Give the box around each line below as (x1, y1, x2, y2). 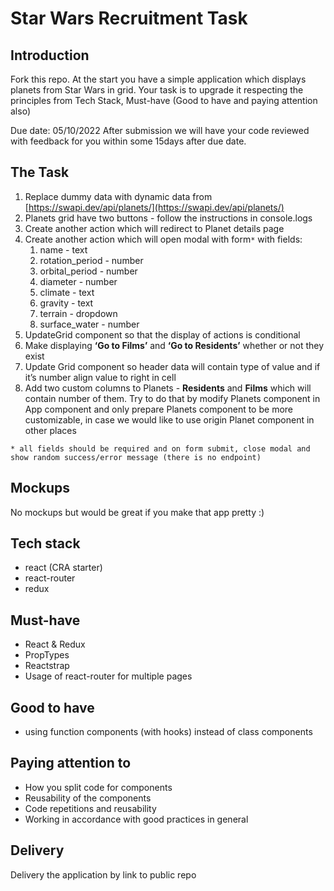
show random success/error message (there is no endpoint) (10, 452, 262, 462)
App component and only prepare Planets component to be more (24, 403, 293, 415)
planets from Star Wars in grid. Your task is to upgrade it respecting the (10, 84, 304, 96)
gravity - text (39, 297, 94, 309)
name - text (39, 243, 88, 256)
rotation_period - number (39, 254, 144, 266)
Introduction (10, 47, 90, 64)
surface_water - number (39, 318, 140, 330)
